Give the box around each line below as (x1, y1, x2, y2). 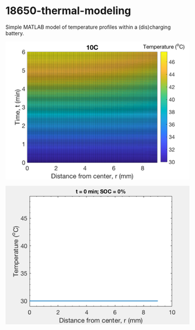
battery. (5, 29, 25, 36)
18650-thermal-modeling (5, 4, 131, 18)
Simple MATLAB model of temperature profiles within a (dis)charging (5, 23, 171, 30)
